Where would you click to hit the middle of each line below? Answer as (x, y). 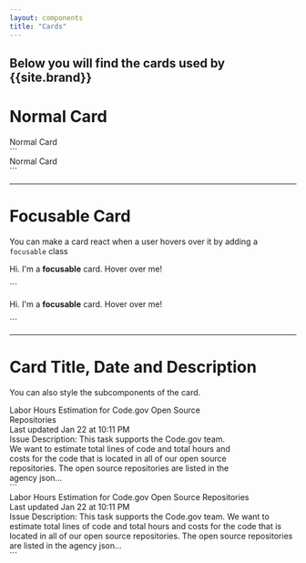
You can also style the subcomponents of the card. (105, 392)
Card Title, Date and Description (133, 367)
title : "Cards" (38, 26)
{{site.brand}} (51, 77)
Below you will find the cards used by (117, 63)
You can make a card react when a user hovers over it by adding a (133, 241)
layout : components (46, 18)
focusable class (39, 251)
